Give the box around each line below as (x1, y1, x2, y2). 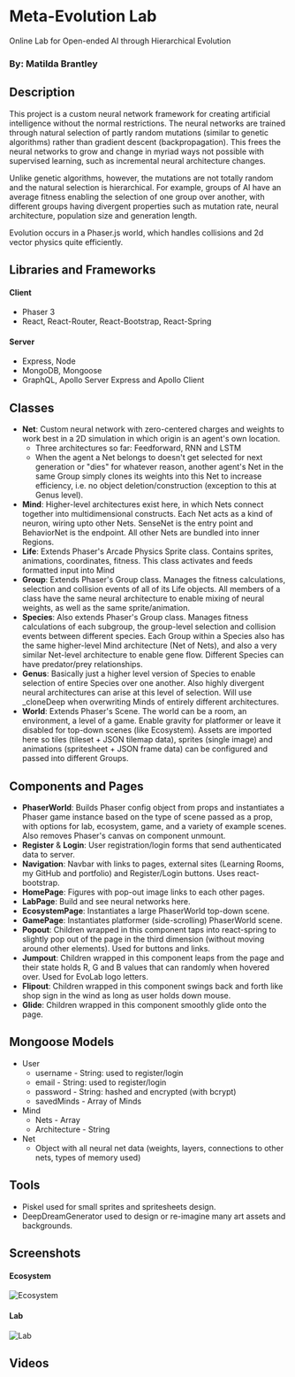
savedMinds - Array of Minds (34, 1096, 142, 1106)
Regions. (21, 537, 55, 548)
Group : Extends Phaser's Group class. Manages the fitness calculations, (21, 574, 285, 585)
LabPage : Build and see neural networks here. (21, 896, 192, 907)
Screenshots (9, 1246, 81, 1261)
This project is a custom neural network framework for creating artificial (9, 108, 271, 119)
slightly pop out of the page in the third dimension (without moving (21, 934, 265, 944)
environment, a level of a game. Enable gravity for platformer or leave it (21, 715, 281, 727)
